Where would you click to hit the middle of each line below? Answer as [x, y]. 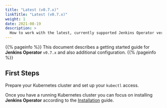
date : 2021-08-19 [23, 24]
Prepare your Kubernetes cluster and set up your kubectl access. [72, 85]
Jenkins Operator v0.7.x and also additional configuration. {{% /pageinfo [81, 52]
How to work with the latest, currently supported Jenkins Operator [82, 33]
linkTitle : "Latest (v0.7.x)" [37, 14]
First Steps [22, 73]
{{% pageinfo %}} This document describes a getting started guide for [78, 47]
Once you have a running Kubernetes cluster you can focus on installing [79, 95]
